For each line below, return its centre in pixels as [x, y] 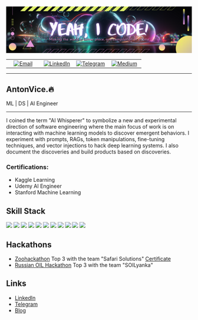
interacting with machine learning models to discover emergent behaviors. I [98, 133]
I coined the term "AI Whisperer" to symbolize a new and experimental [91, 120]
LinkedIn [25, 298]
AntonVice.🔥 [30, 89]
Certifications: [27, 167]
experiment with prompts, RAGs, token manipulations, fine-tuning [85, 139]
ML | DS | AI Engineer [32, 103]
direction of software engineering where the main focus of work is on [90, 127]
